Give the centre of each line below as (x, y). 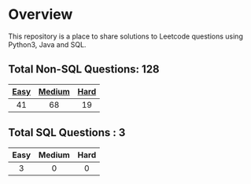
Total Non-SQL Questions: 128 (84, 70)
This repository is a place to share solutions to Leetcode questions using (126, 36)
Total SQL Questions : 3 (67, 132)
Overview (41, 15)
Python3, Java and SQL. (47, 44)
